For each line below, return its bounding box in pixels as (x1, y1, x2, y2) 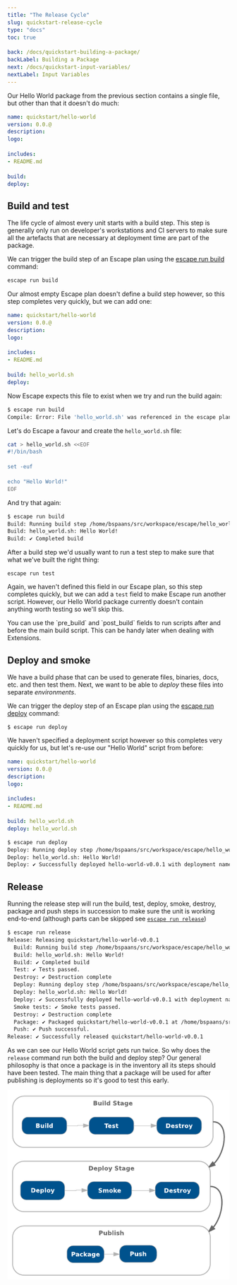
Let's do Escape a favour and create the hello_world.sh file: (7, 426, 182, 434)
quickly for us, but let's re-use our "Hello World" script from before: (7, 744, 204, 752)
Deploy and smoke (7, 654, 91, 666)
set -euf (7, 463, 33, 470)
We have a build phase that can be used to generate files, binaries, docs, (7, 673, 219, 681)
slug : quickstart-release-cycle (7, 18, 102, 26)
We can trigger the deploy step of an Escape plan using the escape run (7, 701, 214, 710)
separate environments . (7, 688, 76, 696)
